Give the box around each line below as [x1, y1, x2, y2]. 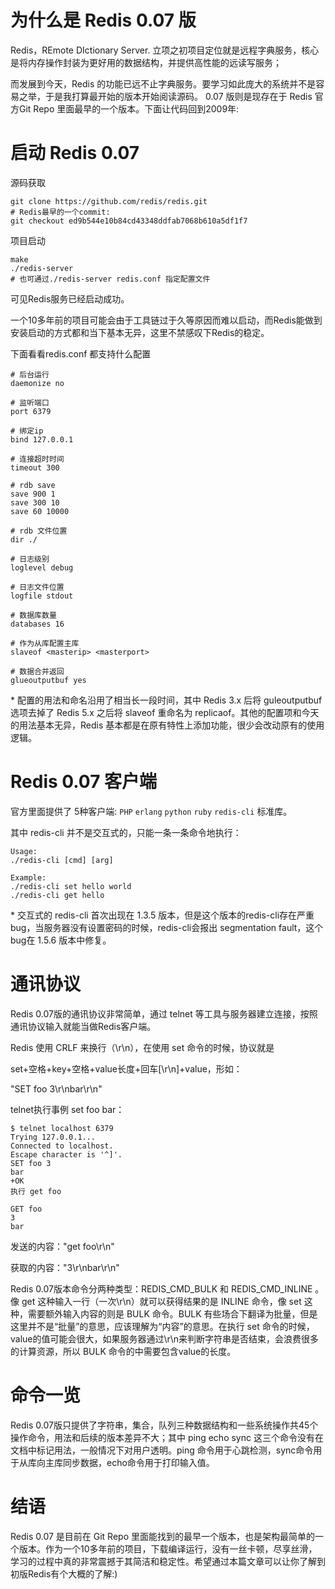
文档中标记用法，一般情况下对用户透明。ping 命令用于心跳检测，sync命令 [10, 1444, 314, 1456]
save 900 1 [10, 489, 56, 499]
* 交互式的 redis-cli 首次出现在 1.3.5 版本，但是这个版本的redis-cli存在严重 [10, 909, 315, 921]
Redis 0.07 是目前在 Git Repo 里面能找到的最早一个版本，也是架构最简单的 [10, 1530, 315, 1542]
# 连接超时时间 [10, 454, 65, 464]
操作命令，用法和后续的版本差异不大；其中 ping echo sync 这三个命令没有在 [10, 1431, 324, 1443]
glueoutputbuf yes [10, 675, 87, 685]
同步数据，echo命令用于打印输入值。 [62, 1456, 215, 1468]
